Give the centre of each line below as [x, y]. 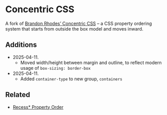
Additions [21, 45]
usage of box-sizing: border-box [55, 68]
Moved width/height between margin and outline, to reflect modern [91, 63]
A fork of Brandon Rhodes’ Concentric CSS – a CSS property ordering [79, 23]
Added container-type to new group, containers [71, 79]
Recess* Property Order [38, 107]
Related [18, 95]
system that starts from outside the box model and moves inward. [74, 28]
